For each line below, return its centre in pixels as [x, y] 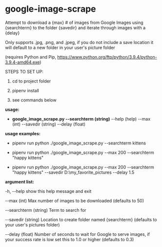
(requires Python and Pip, [31, 57]
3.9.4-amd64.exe [22, 62]
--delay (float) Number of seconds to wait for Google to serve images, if [78, 234]
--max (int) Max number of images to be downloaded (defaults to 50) [75, 201]
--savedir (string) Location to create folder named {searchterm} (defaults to [81, 219]
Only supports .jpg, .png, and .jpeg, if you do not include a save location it [79, 42]
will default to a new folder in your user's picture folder [60, 47]
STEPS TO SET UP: [24, 71]
